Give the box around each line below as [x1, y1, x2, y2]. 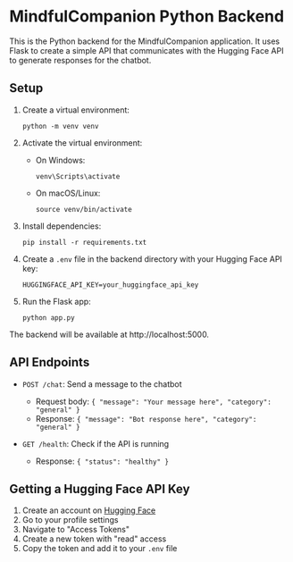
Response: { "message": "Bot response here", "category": [35, 413, 257, 424]
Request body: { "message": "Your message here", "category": [35, 396, 272, 407]
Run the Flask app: [21, 296, 91, 306]
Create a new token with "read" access [21, 533, 167, 544]
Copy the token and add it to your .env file [21, 543, 178, 554]
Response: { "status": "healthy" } [35, 456, 170, 466]
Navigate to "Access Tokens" [21, 524, 130, 535]
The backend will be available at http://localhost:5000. [9, 329, 210, 340]
